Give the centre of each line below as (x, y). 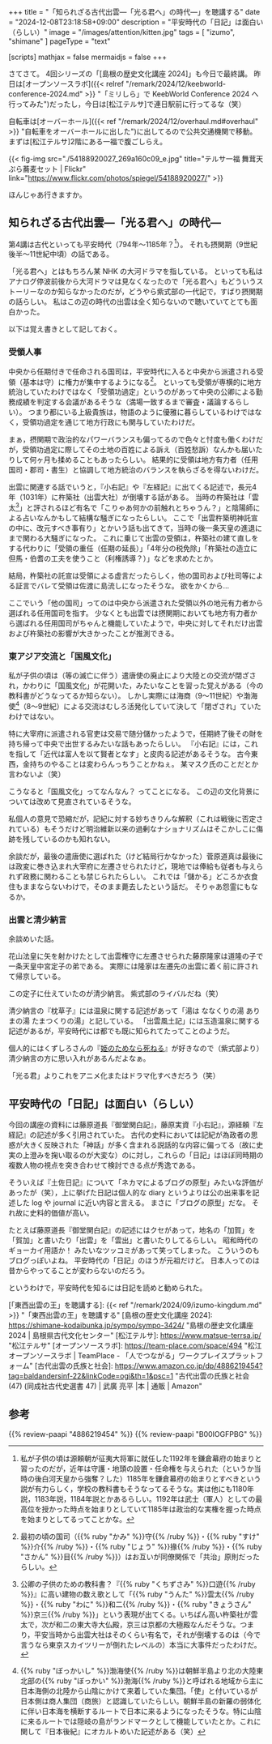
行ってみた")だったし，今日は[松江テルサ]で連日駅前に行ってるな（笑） (127, 104)
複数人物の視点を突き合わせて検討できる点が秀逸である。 (104, 1165)
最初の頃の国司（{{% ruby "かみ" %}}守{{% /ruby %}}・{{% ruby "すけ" (140, 1536)
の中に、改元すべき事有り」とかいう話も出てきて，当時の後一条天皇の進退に (136, 528)
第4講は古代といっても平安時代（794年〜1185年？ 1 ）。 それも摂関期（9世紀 (133, 243)
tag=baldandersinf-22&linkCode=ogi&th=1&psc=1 (91, 1376)
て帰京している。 (37, 977)
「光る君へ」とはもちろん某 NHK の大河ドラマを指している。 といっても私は (136, 271)
